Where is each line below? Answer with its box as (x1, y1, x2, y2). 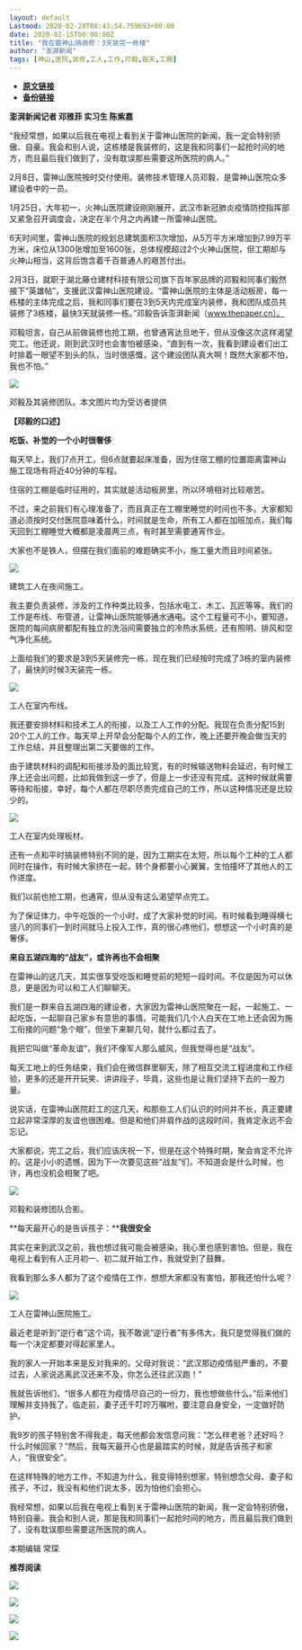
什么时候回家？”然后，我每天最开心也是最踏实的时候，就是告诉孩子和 (9, 1440, 265, 1451)
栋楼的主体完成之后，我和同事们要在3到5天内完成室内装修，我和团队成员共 (9, 297, 287, 307)
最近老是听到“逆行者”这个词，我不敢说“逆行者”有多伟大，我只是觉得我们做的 (9, 1327, 291, 1338)
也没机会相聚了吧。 (32, 1168, 104, 1178)
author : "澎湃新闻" (9, 47, 77, 56)
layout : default (9, 13, 70, 22)
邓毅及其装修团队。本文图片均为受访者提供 (9, 397, 167, 407)
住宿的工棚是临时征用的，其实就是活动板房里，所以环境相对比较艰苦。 (9, 485, 270, 495)
